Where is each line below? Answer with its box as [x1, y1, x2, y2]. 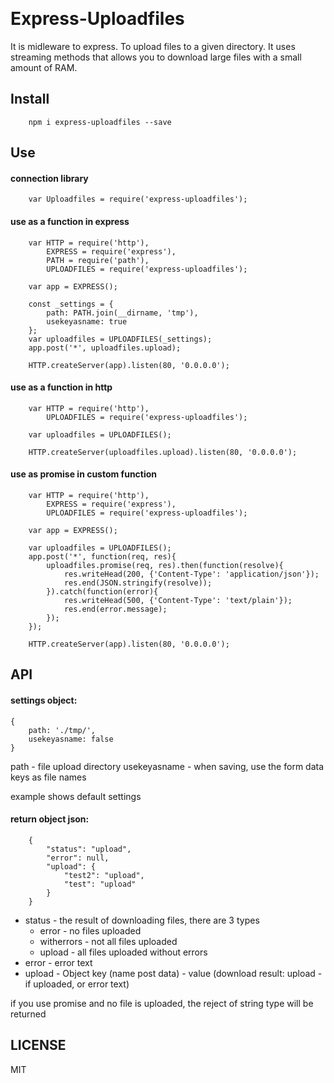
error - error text [24, 956, 93, 968]
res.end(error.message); [63, 604, 168, 614]
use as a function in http [10, 381, 113, 393]
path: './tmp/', [28, 725, 97, 735]
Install [10, 91, 50, 108]
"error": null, [46, 853, 110, 863]
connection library [10, 172, 89, 184]
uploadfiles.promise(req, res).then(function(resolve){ [46, 560, 284, 570]
